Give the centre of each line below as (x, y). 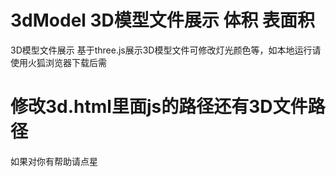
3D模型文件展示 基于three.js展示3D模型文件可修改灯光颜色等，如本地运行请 (166, 50)
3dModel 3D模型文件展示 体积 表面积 (163, 20)
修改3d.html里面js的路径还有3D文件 (159, 107)
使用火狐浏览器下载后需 (58, 62)
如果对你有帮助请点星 (54, 161)
